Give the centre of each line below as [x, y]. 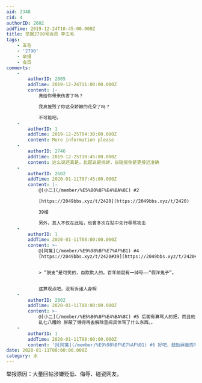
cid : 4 [14, 17]
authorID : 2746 [47, 151]
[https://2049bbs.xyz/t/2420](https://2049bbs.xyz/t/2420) [114, 201]
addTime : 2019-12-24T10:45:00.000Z [51, 29]
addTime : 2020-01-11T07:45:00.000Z [72, 179]
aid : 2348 [19, 12]
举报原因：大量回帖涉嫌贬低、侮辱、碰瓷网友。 [64, 374]
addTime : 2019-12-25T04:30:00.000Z [72, 134]
